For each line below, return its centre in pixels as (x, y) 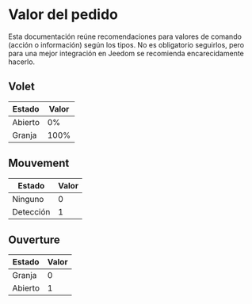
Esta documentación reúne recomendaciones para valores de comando (125, 36)
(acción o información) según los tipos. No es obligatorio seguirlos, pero (126, 44)
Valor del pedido (63, 15)
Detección (31, 211)
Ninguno (28, 199)
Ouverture (34, 239)
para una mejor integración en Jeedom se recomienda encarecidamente (126, 53)
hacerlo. (22, 62)
